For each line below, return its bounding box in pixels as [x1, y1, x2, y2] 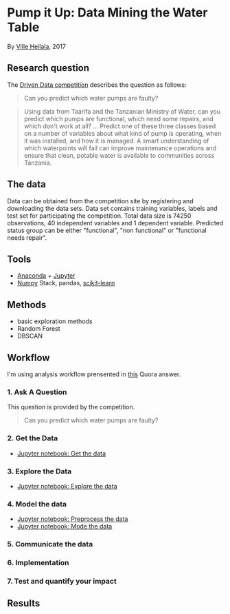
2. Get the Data [7, 433, 58, 443]
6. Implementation [7, 558, 70, 568]
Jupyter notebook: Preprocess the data [16, 515, 128, 523]
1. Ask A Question [7, 387, 67, 397]
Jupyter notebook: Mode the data [16, 522, 113, 531]
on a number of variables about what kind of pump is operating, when [23, 129, 222, 137]
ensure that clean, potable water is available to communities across [23, 151, 215, 159]
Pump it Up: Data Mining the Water [7, 5, 208, 21]
